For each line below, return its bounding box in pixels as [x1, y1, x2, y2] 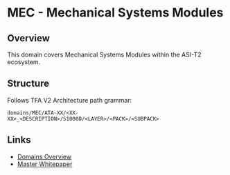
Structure [7, 78, 50, 90]
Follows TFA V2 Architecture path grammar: [7, 96, 132, 104]
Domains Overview [17, 152, 71, 161]
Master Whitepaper [17, 160, 73, 168]
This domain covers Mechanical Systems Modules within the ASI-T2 [7, 50, 202, 59]
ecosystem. [7, 58, 41, 66]
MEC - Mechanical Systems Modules [7, 5, 224, 21]
